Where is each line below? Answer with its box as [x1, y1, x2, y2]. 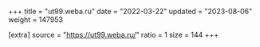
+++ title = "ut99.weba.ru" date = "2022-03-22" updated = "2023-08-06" [8, 7, 253, 16]
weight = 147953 [8, 15, 64, 24]
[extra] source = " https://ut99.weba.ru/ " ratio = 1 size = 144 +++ [8, 31, 219, 39]
